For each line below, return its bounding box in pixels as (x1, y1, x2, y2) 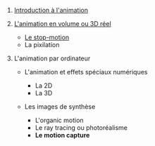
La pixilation (24, 41, 60, 48)
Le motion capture (35, 131, 90, 139)
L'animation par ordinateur (13, 54, 91, 62)
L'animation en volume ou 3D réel (13, 20, 111, 27)
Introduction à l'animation (13, 6, 88, 14)
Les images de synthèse (24, 102, 96, 111)
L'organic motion (35, 116, 84, 124)
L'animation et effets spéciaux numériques (24, 68, 148, 76)
